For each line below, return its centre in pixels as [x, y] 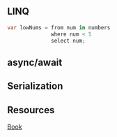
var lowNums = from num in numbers [59, 27]
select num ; [68, 41]
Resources [31, 110]
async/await [35, 62]
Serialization [35, 86]
